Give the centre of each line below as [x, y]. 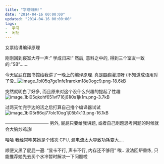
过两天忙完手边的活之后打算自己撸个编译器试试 [53, 107]
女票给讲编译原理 [23, 47]
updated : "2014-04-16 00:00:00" [38, 19]
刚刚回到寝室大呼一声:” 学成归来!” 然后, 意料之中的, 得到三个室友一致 [75, 58]
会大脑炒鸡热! [19, 129]
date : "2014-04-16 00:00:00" [35, 14]
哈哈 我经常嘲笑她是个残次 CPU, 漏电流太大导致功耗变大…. [65, 140]
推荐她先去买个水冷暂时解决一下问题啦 [48, 156]
